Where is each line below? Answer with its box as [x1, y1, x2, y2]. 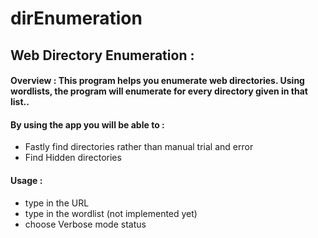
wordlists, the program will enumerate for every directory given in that [10, 85, 308, 97]
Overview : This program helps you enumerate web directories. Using [10, 75, 305, 87]
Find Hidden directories [24, 152, 122, 164]
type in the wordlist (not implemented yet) [24, 207, 198, 219]
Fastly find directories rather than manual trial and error [24, 141, 254, 153]
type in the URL [24, 197, 90, 209]
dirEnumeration [10, 7, 143, 30]
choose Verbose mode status [24, 218, 147, 230]
